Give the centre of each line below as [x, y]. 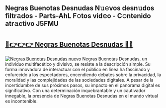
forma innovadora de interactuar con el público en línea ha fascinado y [78, 69]
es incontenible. [22, 101]
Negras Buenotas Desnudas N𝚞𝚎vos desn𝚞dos [80, 8]
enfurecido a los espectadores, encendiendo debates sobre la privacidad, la [83, 75]
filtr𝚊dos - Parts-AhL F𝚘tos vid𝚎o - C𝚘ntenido [78, 16]
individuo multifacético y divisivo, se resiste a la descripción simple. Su [78, 64]
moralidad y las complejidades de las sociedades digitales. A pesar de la [80, 80]
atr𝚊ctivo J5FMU [32, 24]
